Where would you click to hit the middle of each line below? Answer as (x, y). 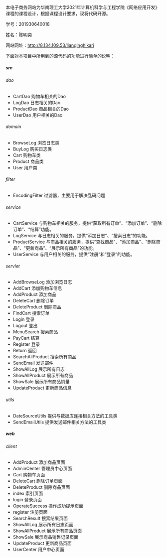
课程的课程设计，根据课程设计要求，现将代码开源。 (58, 13)
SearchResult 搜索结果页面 (40, 518)
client (11, 446)
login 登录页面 (27, 500)
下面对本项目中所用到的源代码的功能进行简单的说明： (60, 56)
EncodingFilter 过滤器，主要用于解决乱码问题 (59, 195)
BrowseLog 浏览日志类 (36, 142)
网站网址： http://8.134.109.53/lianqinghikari (50, 45)
